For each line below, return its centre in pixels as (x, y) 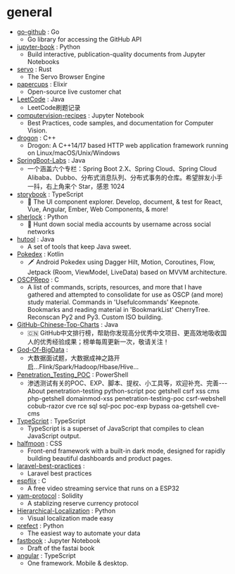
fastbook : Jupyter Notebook (58, 540)
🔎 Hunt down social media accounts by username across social (119, 224)
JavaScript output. (54, 436)
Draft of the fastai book (61, 548)
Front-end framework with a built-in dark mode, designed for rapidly (126, 451)
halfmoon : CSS (39, 443)
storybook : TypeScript (50, 194)
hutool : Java (36, 239)
